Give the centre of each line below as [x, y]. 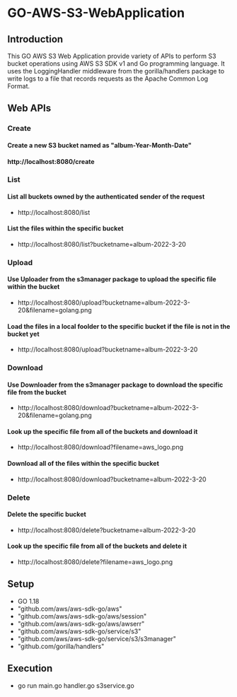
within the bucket [34, 287]
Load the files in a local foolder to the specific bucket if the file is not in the [119, 326]
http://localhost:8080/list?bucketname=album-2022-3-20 [102, 244]
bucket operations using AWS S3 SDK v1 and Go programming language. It [116, 64]
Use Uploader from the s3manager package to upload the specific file [112, 279]
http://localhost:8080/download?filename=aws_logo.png [100, 447]
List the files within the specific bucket [65, 228]
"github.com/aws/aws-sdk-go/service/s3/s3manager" [97, 638]
